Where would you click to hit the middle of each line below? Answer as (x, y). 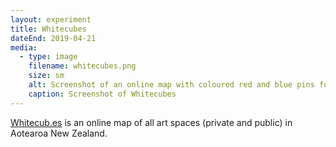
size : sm (46, 76)
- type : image (48, 57)
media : (24, 47)
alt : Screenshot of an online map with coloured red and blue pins (171, 85)
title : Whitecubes (48, 29)
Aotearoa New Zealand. (59, 133)
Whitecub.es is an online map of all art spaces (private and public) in (151, 122)
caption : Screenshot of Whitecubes (102, 94)
